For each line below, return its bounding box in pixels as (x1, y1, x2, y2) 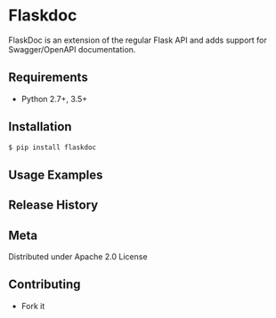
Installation (8, 119, 72, 134)
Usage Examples (8, 167, 103, 182)
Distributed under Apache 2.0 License (8, 251, 148, 262)
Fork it (20, 300, 45, 311)
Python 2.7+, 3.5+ (20, 93, 88, 104)
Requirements (8, 70, 88, 85)
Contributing (8, 277, 81, 292)
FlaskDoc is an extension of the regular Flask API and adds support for (8, 35, 268, 45)
